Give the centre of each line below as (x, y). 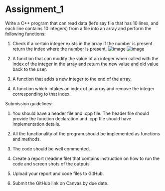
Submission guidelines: (29, 103)
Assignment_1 (34, 9)
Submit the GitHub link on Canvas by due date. (60, 183)
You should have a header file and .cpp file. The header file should (81, 113)
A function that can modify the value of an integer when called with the (85, 58)
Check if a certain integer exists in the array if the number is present (82, 43)
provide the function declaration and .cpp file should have (72, 118)
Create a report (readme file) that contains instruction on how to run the (86, 158)
